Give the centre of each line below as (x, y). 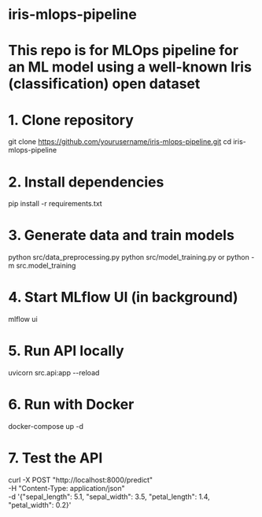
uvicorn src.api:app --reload (54, 373)
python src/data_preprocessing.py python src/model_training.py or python (129, 257)
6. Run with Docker (71, 405)
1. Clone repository (71, 120)
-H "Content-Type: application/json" (66, 488)
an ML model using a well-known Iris (130, 67)
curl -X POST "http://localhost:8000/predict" (81, 480)
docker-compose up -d (46, 426)
